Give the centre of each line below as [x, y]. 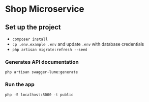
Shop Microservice [45, 9]
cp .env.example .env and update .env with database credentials [78, 44]
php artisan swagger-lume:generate [42, 72]
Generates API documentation [42, 62]
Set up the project [33, 27]
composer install [30, 39]
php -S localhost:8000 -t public [39, 95]
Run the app [20, 84]
